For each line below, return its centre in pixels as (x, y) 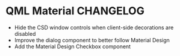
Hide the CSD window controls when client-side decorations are (94, 27)
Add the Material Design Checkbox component (72, 46)
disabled (25, 33)
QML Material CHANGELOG (75, 11)
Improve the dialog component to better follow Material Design (92, 40)
